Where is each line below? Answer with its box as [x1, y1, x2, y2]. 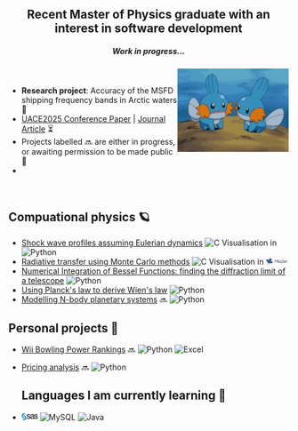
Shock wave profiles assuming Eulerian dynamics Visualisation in [20, 237, 278, 248]
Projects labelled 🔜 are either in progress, [20, 137, 175, 148]
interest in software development [54, 21, 243, 36]
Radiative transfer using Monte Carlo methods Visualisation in [20, 257, 264, 267]
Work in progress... [111, 45, 186, 56]
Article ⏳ [20, 124, 54, 134]
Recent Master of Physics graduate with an [27, 7, 270, 22]
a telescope [20, 275, 65, 286]
